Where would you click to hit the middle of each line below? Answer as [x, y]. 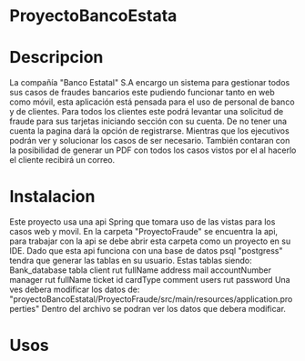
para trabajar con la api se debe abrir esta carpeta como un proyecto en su [150, 241]
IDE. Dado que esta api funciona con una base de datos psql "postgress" [146, 251]
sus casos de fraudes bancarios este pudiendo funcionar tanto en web [142, 93]
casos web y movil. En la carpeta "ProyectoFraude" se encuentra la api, [144, 232]
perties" [25, 309]
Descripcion [56, 58]
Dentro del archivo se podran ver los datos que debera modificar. [164, 309]
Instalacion [52, 197]
